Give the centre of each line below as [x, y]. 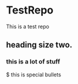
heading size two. [39, 45]
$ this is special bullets [34, 75]
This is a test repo [28, 26]
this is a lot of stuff [33, 62]
